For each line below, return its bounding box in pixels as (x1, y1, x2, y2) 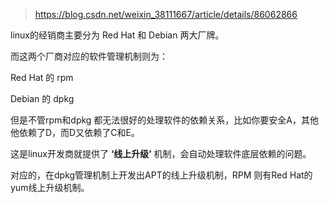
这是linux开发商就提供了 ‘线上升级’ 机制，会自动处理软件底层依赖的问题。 (10, 148, 312, 159)
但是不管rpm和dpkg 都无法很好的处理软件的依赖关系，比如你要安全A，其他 (10, 114, 320, 126)
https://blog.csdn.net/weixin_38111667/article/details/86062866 (34, 9, 298, 20)
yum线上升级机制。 (10, 182, 90, 193)
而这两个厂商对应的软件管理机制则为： (10, 50, 168, 62)
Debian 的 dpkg (10, 93, 75, 104)
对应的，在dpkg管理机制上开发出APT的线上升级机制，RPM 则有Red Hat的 (10, 169, 313, 181)
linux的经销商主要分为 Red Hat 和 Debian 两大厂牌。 (10, 29, 225, 41)
